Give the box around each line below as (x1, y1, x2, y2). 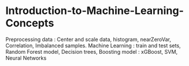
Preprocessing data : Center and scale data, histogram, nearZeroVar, (5, 36, 171, 43)
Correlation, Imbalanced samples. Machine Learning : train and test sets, (5, 42, 181, 49)
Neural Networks (5, 54, 47, 61)
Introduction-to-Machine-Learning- (5, 4, 184, 18)
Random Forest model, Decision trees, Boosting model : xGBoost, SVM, (5, 48, 178, 55)
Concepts (5, 16, 54, 30)
